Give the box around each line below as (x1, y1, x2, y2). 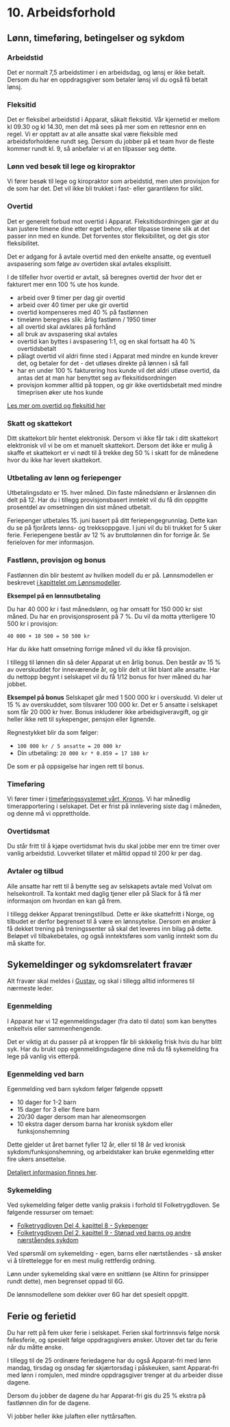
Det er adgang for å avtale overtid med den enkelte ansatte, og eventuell (7, 252, 212, 260)
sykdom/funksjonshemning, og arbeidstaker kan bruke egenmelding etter (7, 1147, 214, 1156)
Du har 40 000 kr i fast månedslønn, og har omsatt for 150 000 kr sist (7, 605, 203, 613)
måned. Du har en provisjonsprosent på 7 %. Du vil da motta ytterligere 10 (7, 612, 216, 620)
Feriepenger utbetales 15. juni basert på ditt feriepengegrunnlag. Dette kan (7, 516, 218, 525)
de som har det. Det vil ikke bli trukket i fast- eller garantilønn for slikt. (7, 184, 203, 193)
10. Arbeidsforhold (7, 5, 116, 21)
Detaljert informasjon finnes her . (7, 1168, 98, 1176)
